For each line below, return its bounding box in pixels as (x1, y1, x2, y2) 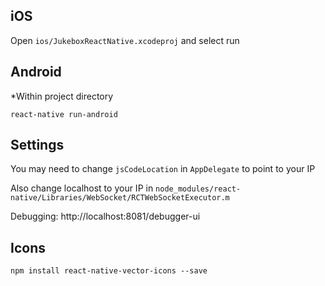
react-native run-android (10, 109, 118, 119)
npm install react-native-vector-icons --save (10, 266, 208, 276)
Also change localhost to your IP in (10, 182, 154, 194)
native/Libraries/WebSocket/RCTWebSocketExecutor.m (10, 193, 230, 203)
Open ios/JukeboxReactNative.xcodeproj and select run (10, 34, 240, 46)
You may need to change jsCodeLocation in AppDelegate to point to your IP (10, 163, 316, 175)
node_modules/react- (155, 184, 242, 194)
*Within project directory (10, 90, 114, 102)
